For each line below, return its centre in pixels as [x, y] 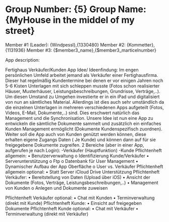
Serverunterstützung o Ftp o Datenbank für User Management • [72, 161]
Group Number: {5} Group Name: [76, 9]
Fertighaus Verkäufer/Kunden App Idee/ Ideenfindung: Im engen [72, 70]
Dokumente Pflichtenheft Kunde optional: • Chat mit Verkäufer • [72, 208]
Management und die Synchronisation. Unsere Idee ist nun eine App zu [79, 118]
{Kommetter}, [141, 45]
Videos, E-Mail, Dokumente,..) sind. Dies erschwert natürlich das [72, 113]
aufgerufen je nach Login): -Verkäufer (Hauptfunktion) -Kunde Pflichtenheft [84, 150]
